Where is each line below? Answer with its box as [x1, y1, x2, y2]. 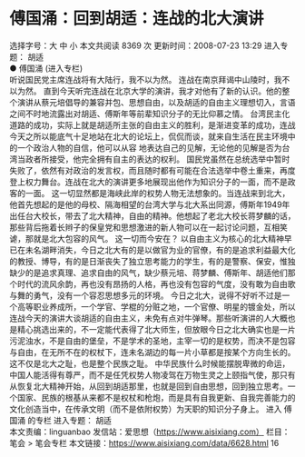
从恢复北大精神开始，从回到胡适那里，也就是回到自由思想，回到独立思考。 [9, 381, 288, 392]
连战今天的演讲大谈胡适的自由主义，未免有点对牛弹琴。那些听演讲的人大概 [9, 313, 288, 323]
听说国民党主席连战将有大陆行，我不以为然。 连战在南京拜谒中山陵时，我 [9, 74, 282, 84]
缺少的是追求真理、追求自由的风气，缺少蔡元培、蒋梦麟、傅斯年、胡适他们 [9, 267, 288, 278]
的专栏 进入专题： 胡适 [26, 414, 112, 425]
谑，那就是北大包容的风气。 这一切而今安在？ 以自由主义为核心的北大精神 [9, 233, 284, 243]
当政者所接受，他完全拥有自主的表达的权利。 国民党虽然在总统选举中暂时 [16, 154, 290, 164]
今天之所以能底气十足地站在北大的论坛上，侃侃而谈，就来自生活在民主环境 [9, 131, 288, 142]
